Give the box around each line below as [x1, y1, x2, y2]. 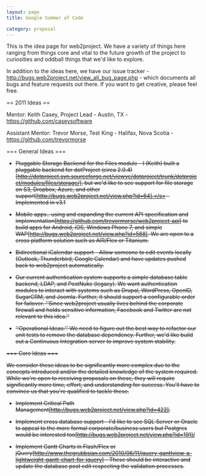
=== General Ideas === [6, 148, 66, 155]
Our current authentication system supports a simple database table [15, 274, 188, 281]
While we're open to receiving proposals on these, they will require [6, 375, 175, 382]
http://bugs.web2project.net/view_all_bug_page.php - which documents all [6, 74, 196, 82]
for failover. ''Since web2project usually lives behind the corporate [15, 300, 183, 307]
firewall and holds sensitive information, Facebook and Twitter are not [15, 306, 192, 314]
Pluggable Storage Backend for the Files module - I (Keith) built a [15, 160, 180, 167]
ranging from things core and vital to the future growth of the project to [6, 49, 186, 57]
